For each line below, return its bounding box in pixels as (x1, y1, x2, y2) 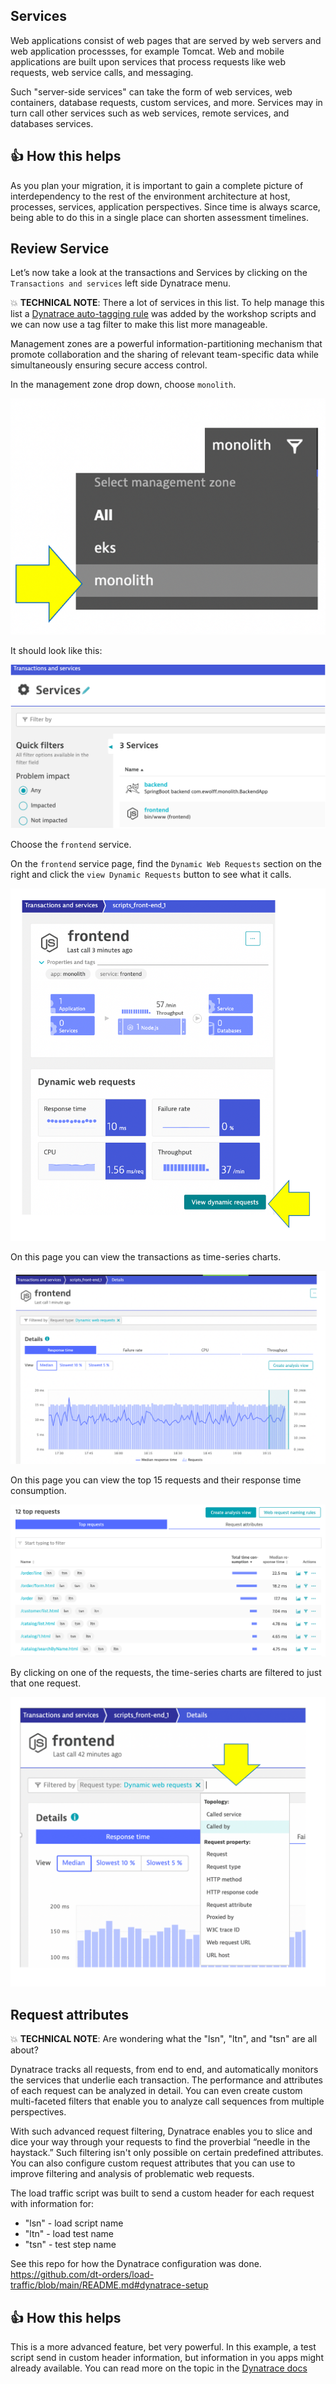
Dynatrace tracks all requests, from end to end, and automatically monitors (10, 2064, 319, 2076)
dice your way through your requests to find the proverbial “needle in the (10, 2136, 311, 2148)
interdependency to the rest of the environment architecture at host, (10, 190, 291, 202)
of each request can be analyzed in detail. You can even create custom (10, 2085, 303, 2097)
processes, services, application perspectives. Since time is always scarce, (10, 200, 321, 213)
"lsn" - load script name (24, 2217, 124, 2229)
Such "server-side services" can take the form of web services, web (10, 85, 293, 98)
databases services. (10, 117, 94, 129)
